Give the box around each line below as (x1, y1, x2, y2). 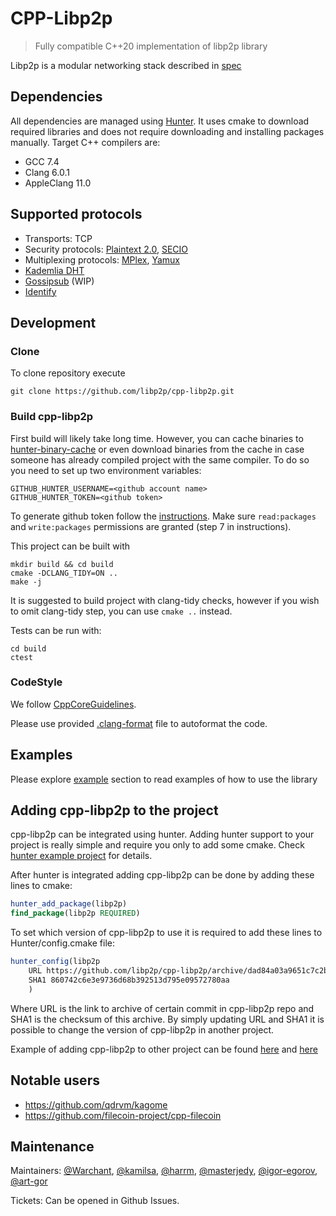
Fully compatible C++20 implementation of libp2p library (34, 40, 268, 52)
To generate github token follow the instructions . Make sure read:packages (10, 510, 317, 522)
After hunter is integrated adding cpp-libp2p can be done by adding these (10, 869, 315, 881)
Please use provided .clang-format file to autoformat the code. (10, 717, 268, 729)
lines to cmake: (10, 880, 73, 892)
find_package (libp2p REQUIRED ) (10, 908, 141, 919)
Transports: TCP (24, 232, 93, 244)
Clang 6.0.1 (24, 166, 70, 178)
